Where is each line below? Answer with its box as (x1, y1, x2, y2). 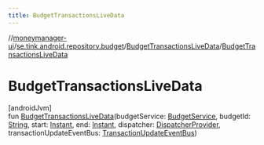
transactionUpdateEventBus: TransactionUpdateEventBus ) (8, 128, 198, 137)
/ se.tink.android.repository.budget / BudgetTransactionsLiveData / (13, 41, 222, 51)
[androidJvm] (8, 103, 53, 112)
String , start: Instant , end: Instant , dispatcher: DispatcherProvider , (8, 119, 222, 129)
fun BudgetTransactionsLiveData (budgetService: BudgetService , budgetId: (8, 111, 251, 121)
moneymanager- (13, 33, 67, 42)
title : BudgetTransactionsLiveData (8, 11, 125, 20)
